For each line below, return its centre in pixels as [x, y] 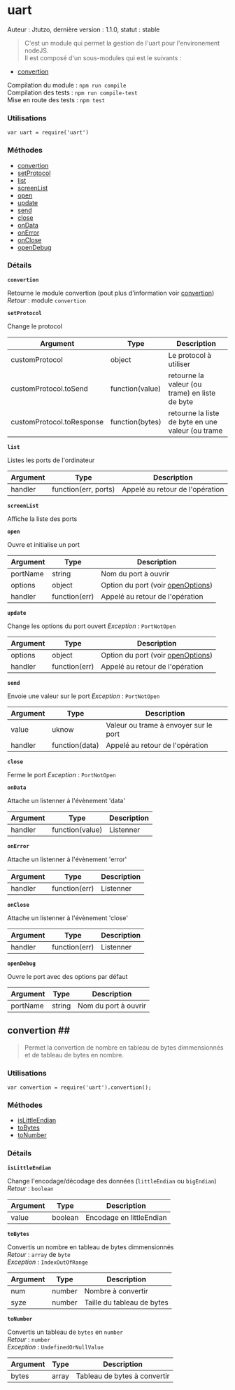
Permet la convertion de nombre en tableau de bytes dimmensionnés [124, 1047]
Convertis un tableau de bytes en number [65, 1332]
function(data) [76, 745]
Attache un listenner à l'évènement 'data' [66, 800]
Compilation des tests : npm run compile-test [72, 92]
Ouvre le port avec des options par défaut [67, 976]
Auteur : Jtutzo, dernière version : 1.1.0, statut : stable [84, 29]
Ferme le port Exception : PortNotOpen [62, 774]
